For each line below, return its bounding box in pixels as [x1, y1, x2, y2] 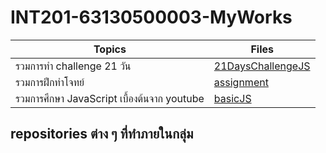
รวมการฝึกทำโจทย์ [15, 75, 85, 89]
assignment [213, 75, 269, 89]
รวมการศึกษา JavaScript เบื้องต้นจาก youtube [15, 91, 205, 105]
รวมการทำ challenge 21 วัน [15, 59, 132, 73]
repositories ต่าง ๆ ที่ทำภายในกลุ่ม [10, 126, 194, 143]
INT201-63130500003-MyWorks [10, 6, 293, 29]
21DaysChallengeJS [213, 59, 311, 73]
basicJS [213, 91, 252, 105]
